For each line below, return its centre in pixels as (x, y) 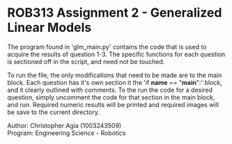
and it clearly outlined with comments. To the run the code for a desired (110, 90)
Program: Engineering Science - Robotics (67, 133)
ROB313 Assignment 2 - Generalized (115, 13)
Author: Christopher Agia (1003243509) (64, 125)
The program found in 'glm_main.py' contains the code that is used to (107, 47)
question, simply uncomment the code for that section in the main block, (111, 97)
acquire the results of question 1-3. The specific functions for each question (116, 54)
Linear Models (49, 27)
